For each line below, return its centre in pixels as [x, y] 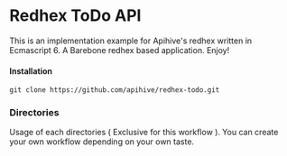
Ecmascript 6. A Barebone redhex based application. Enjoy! [120, 50]
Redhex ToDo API [75, 16]
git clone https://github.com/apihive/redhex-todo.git [115, 90]
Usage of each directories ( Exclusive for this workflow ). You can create [144, 133]
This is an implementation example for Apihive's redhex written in [131, 41]
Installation [31, 71]
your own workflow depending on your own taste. [102, 142]
